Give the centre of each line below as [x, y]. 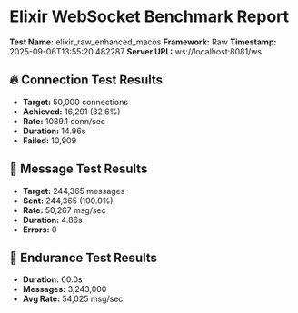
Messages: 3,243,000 [65, 289]
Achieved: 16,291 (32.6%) [71, 112]
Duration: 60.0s [53, 279]
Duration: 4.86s [53, 220]
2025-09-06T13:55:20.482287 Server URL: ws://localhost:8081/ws [135, 51]
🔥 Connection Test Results [86, 80]
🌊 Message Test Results [79, 169]
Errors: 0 [40, 230]
